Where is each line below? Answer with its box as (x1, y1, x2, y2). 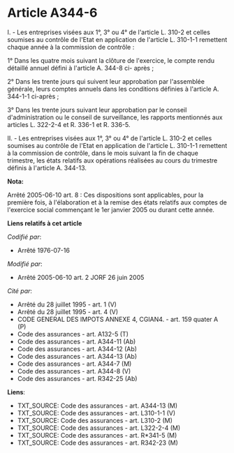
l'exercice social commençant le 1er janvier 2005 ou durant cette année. (7, 205, 215, 214)
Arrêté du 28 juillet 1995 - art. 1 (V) (17, 300, 117, 309)
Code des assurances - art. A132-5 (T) (17, 329, 129, 338)
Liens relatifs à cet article (7, 218, 82, 228)
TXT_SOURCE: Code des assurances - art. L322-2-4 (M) (17, 424, 181, 432)
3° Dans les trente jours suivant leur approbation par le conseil (7, 105, 187, 114)
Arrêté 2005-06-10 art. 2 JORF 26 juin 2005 (17, 273, 145, 281)
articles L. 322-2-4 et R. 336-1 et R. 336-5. (7, 120, 131, 128)
